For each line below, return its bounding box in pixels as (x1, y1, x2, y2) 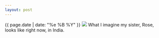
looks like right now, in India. (5, 27, 64, 33)
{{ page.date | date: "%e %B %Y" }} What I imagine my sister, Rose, (5, 21, 154, 27)
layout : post (5, 7, 33, 12)
